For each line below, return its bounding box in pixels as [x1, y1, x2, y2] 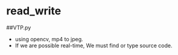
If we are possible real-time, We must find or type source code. [14, 42, 173, 49]
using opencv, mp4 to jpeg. [14, 35, 83, 42]
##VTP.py [6, 24, 31, 31]
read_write [6, 4, 62, 18]
